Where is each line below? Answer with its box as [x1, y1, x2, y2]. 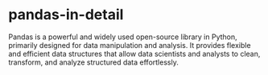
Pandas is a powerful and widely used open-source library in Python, [8, 32, 237, 41]
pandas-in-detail [8, 6, 124, 24]
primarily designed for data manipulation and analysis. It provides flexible [8, 40, 251, 49]
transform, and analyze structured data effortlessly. [8, 57, 179, 67]
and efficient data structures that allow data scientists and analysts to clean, [8, 49, 261, 58]
